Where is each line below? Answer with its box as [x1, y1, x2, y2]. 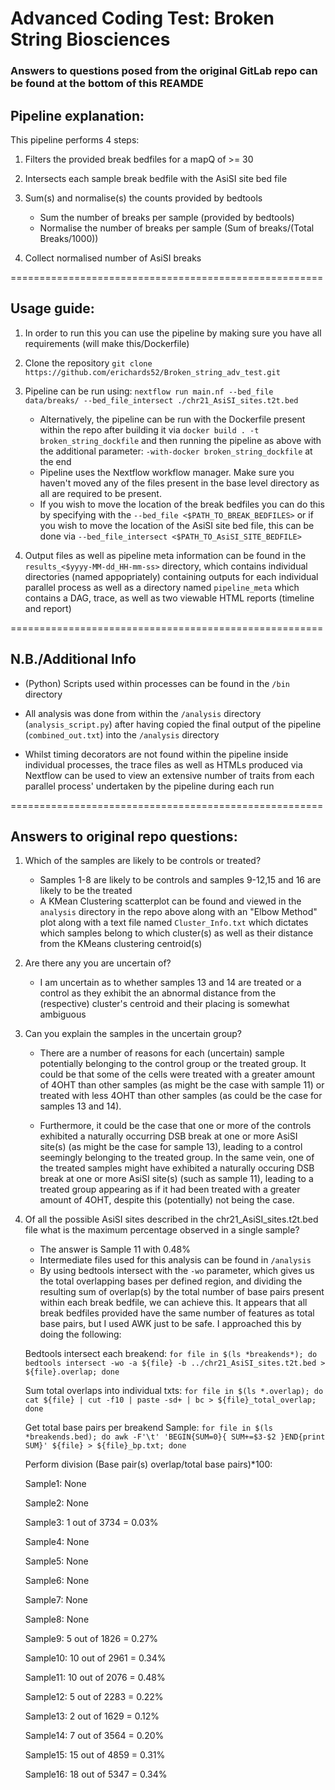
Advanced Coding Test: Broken [10, 7, 275, 30]
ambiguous [39, 1008, 87, 1021]
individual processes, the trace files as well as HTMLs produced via [24, 758, 303, 771]
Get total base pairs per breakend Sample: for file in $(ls [24, 1422, 273, 1434]
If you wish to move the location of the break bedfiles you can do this [39, 498, 325, 510]
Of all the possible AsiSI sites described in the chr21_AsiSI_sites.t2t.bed [24, 1213, 319, 1226]
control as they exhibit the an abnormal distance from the [39, 987, 277, 999]
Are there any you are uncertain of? [24, 957, 172, 969]
